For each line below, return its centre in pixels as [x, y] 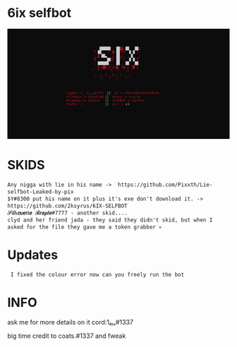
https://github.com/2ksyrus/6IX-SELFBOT [68, 206]
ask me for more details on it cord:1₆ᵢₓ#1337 [71, 322]
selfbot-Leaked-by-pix [41, 192]
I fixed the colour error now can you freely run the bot [97, 274]
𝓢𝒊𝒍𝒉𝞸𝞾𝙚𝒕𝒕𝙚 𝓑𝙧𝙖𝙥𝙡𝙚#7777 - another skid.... [68, 213]
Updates [33, 255]
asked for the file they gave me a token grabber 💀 [85, 227]
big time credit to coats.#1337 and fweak [67, 336]
